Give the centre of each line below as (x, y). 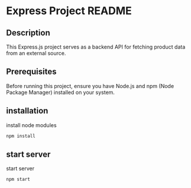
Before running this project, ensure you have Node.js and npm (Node (90, 86)
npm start (18, 179)
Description (28, 33)
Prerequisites (31, 72)
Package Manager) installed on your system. (61, 92)
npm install (21, 136)
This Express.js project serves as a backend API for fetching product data (96, 47)
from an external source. (36, 53)
